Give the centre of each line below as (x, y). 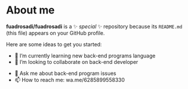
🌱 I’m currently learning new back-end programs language (85, 56)
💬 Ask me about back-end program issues (65, 73)
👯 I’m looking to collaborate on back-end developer (76, 61)
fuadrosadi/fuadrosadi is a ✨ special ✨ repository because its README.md (94, 26)
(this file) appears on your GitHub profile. (56, 33)
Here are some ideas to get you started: (54, 44)
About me (30, 10)
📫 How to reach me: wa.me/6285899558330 (69, 80)
